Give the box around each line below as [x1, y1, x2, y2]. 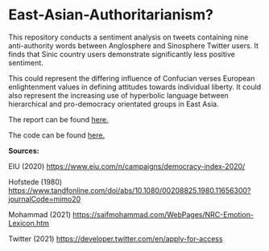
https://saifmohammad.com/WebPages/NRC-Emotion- [72, 209, 254, 219]
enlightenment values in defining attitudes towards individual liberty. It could [8, 82, 262, 92]
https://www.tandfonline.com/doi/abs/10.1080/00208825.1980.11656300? [8, 185, 251, 195]
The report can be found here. [8, 114, 109, 124]
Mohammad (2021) [8, 209, 71, 219]
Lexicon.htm [8, 218, 50, 228]
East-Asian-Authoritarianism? [8, 6, 213, 24]
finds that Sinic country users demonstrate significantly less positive [8, 49, 235, 59]
